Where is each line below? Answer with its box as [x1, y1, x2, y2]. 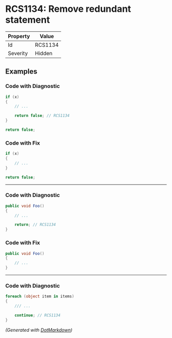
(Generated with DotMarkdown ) [5, 327, 73, 333]
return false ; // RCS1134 [14, 113, 70, 118]
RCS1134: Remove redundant [5, 3, 132, 15]
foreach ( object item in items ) [5, 294, 74, 299]
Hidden [35, 49, 53, 57]
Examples [5, 67, 37, 76]
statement [5, 14, 50, 26]
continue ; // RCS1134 [14, 312, 60, 318]
